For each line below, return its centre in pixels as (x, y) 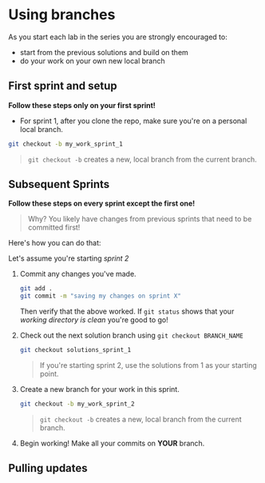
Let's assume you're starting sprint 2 (69, 258)
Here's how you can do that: (55, 243)
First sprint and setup (63, 86)
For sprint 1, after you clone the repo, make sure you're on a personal (133, 121)
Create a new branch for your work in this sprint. (99, 389)
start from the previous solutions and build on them (104, 52)
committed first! (54, 228)
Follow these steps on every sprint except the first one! (102, 204)
